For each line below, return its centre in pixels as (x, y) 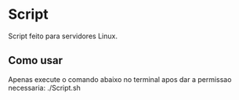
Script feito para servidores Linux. (63, 36)
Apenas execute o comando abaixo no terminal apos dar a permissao (120, 79)
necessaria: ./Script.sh (44, 87)
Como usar (36, 61)
